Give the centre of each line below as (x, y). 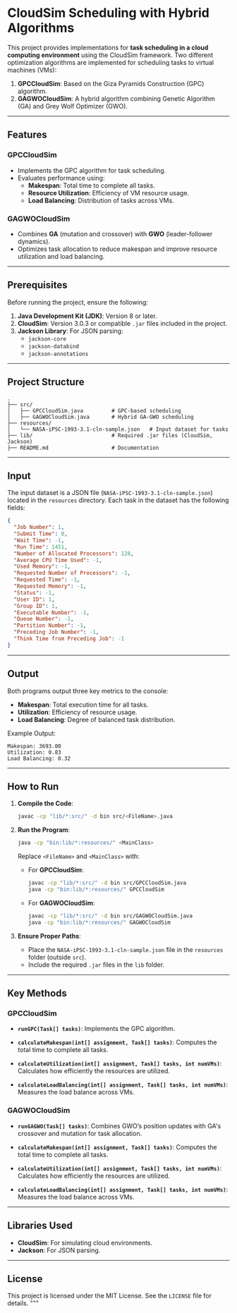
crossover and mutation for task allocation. (80, 1133)
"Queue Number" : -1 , (44, 619)
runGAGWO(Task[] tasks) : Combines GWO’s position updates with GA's (119, 1125)
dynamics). (34, 241)
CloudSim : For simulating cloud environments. (85, 1242)
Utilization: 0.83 (34, 752)
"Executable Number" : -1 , (52, 612)
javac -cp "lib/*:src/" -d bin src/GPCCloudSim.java (107, 883)
